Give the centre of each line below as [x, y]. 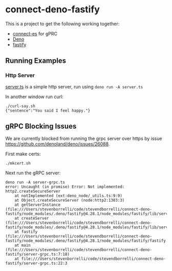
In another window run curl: [34, 97]
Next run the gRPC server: [33, 173]
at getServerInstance [37, 205]
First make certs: [23, 154]
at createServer [32, 219]
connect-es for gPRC [35, 33]
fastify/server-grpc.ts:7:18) [38, 255]
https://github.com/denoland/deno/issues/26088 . [58, 144]
